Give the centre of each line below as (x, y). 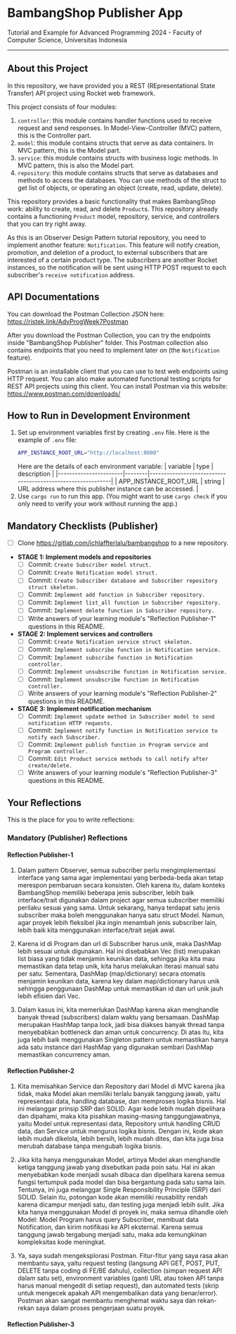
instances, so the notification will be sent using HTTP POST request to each (117, 267)
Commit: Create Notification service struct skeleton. (110, 641)
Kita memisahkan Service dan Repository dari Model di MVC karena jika (121, 1086)
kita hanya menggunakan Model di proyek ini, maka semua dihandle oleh (123, 1212)
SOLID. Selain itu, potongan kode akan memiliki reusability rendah (112, 1197)
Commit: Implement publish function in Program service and (118, 745)
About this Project (48, 69)
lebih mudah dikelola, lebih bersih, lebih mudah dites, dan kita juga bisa (120, 1139)
